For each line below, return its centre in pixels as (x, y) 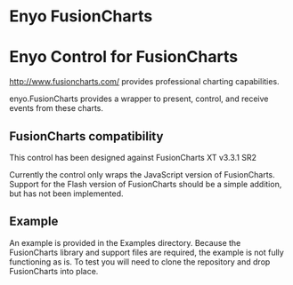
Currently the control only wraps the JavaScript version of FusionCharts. (142, 174)
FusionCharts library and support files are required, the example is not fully (147, 252)
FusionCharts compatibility (86, 136)
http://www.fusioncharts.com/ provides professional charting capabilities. (144, 82)
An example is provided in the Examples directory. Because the (125, 242)
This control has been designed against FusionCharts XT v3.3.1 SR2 (133, 157)
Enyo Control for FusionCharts (124, 57)
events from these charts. (57, 108)
